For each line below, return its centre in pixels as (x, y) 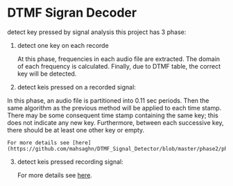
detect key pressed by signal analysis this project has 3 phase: (97, 32)
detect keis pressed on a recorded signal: (77, 87)
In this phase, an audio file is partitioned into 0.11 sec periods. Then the (108, 100)
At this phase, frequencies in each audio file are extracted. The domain (119, 59)
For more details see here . (54, 175)
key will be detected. (47, 74)
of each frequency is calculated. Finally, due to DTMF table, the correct (119, 66)
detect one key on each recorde (63, 45)
